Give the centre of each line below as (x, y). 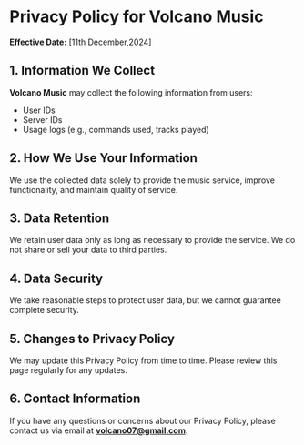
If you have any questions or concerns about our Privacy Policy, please (142, 420)
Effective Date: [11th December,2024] (81, 42)
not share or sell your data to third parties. (88, 250)
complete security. (45, 310)
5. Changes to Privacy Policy (92, 339)
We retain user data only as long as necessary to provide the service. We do (152, 240)
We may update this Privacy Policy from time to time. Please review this (143, 360)
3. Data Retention (60, 218)
